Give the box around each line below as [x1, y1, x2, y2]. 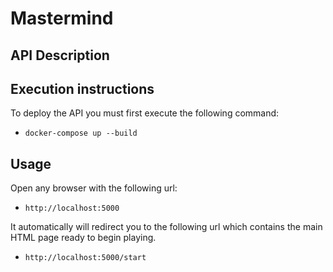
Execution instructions [10, 80, 155, 97]
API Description [10, 47, 110, 64]
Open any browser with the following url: [10, 182, 178, 194]
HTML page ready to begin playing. [10, 232, 157, 244]
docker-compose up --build [24, 128, 138, 139]
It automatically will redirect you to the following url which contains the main [10, 221, 323, 233]
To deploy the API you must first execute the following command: [10, 107, 280, 119]
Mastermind [10, 7, 114, 30]
